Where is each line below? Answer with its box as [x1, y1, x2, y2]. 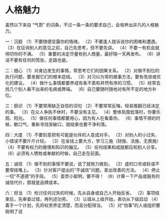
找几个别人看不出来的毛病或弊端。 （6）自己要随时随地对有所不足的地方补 [5, 86, 157, 92]
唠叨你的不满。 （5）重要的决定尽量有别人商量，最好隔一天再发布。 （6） [5, 50, 156, 57]
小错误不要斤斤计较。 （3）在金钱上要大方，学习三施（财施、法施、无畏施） [5, 138, 161, 144]
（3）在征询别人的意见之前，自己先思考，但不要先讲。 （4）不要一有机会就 [5, 44, 160, 50]
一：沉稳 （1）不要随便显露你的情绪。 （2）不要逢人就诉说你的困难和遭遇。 [5, 38, 160, 44]
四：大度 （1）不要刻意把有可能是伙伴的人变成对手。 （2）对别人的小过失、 [5, 131, 160, 137]
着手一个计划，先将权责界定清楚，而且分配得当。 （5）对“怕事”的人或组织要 [5, 202, 161, 208]
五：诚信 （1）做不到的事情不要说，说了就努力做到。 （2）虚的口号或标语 [5, 161, 156, 167]
